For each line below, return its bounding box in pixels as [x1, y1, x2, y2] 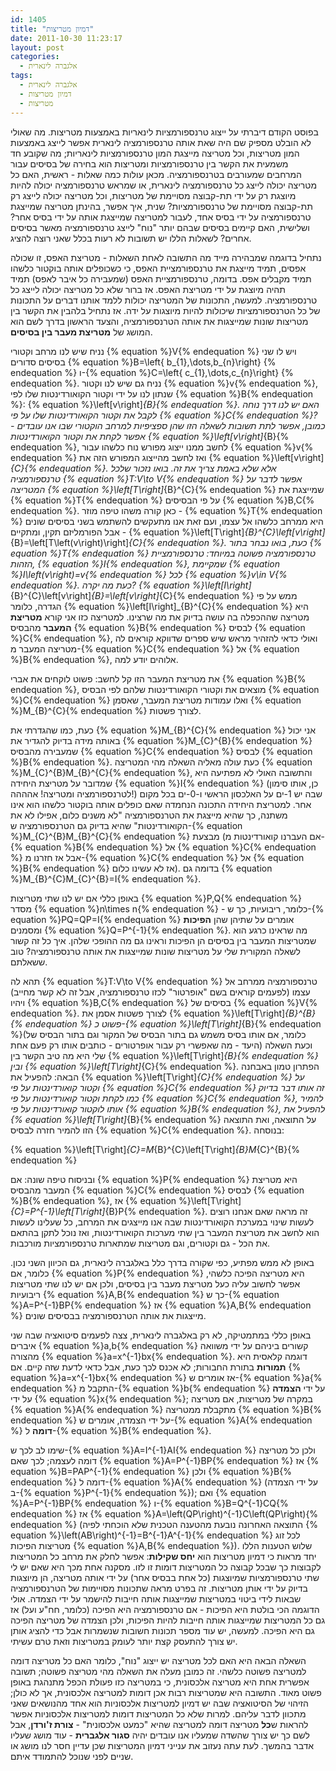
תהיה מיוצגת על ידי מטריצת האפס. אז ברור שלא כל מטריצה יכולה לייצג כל [10, 283, 286, 295]
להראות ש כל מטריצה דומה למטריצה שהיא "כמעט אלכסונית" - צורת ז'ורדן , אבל [10, 1718, 309, 1730]
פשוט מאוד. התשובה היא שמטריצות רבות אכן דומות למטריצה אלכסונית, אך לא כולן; [10, 1686, 322, 1698]
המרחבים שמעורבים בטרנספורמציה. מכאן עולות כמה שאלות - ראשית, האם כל [10, 168, 302, 180]
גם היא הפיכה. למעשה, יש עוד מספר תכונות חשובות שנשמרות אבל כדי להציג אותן [10, 1624, 315, 1636]
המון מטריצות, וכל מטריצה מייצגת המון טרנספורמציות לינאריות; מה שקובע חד [10, 147, 300, 159]
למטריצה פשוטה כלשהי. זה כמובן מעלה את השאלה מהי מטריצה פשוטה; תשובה [10, 1665, 307, 1677]
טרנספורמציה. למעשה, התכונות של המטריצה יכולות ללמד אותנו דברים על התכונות [10, 294, 318, 306]
